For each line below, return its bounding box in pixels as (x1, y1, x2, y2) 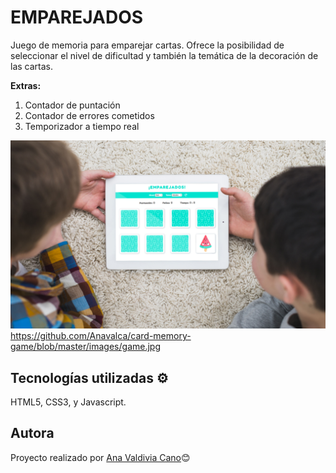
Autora (10, 425, 55, 442)
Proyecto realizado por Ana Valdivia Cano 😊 (10, 451, 191, 463)
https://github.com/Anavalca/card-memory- (10, 330, 192, 342)
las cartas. (10, 60, 53, 72)
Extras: (10, 79, 42, 91)
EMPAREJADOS (10, 6, 144, 29)
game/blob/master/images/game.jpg (10, 341, 162, 353)
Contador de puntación (24, 99, 121, 111)
